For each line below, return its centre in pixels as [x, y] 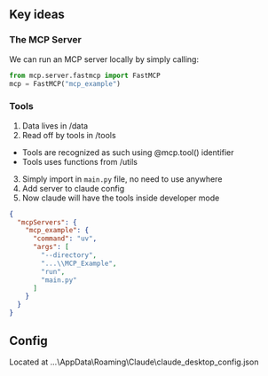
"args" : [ [51, 247]
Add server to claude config [73, 188]
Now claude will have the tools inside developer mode [121, 198]
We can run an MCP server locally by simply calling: [104, 59]
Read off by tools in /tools [69, 135]
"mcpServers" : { [47, 222]
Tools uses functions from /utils [79, 161]
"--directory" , [69, 255]
